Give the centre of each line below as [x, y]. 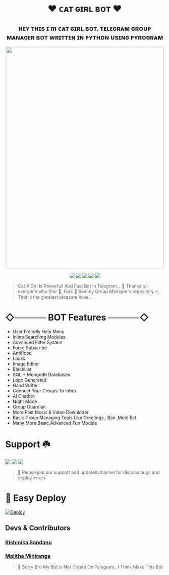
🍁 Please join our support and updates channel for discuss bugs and [89, 472]
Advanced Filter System [37, 342]
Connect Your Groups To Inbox [45, 391]
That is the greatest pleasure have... [55, 297]
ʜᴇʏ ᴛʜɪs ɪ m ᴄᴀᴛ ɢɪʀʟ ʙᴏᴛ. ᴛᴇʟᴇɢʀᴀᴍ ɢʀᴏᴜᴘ [85, 28]
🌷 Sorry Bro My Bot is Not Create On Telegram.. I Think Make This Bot [90, 567]
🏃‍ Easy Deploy [36, 498]
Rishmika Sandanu [29, 543]
